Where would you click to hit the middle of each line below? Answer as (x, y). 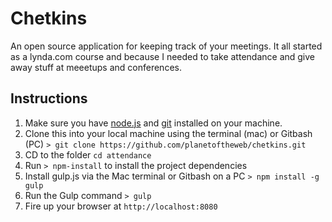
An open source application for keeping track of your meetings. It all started (166, 46)
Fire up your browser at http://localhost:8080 (121, 206)
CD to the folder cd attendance (88, 154)
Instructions (49, 98)
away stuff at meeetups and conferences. (96, 67)
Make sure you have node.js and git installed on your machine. (153, 123)
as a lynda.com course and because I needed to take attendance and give (163, 56)
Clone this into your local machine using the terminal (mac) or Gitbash (168, 133)
